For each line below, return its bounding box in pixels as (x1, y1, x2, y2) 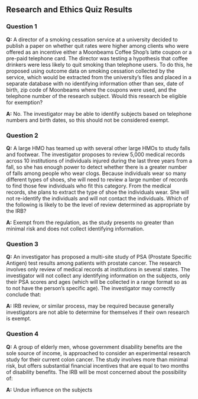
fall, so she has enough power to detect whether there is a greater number (6, 163, 187, 170)
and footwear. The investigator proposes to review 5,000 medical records (6, 151, 185, 158)
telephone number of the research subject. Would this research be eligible (6, 92, 187, 99)
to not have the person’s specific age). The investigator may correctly (6, 285, 176, 292)
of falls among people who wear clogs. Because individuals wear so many (6, 170, 187, 177)
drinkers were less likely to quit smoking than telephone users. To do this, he (6, 61, 193, 68)
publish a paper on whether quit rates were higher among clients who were (6, 42, 189, 49)
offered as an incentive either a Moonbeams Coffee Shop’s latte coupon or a (6, 48, 192, 56)
